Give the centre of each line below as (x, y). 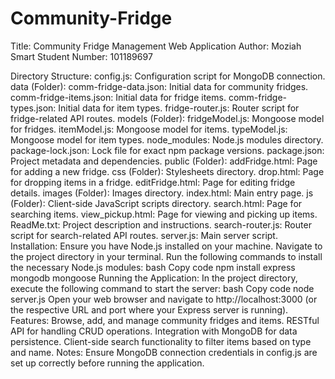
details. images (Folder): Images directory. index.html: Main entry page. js (162, 193)
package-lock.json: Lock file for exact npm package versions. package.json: (167, 150)
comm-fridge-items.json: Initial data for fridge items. (118, 97)
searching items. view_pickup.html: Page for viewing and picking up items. (164, 214)
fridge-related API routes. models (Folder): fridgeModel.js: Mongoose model (167, 118)
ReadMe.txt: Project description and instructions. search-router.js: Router (161, 224)
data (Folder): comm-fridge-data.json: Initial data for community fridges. (159, 86)
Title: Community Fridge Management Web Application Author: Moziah (156, 46)
